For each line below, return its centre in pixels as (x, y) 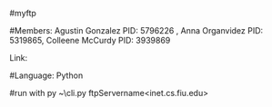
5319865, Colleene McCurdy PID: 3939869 (90, 40)
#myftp (23, 13)
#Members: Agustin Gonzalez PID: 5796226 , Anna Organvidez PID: (136, 30)
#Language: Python (46, 75)
